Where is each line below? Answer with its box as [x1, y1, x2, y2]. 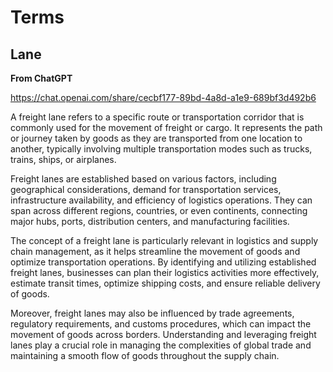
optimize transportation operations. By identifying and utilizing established [10, 256, 317, 268]
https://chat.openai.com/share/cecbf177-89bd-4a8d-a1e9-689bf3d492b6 [10, 92, 317, 103]
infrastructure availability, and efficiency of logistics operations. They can [10, 194, 313, 206]
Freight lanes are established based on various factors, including [10, 173, 277, 185]
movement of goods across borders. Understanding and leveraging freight [10, 329, 317, 340]
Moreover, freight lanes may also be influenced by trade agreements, [10, 307, 295, 319]
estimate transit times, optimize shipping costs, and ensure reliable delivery [10, 277, 321, 289]
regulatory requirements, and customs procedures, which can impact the [10, 318, 312, 330]
